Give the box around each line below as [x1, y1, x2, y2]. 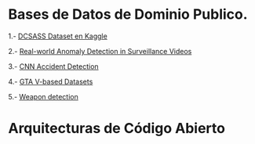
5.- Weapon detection [8, 92, 78, 101]
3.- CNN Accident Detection [8, 61, 100, 71]
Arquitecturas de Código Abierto [8, 120, 226, 138]
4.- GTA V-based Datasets [8, 77, 93, 86]
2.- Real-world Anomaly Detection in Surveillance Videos [8, 46, 192, 56]
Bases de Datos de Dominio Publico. [8, 5, 249, 23]
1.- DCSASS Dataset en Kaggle [8, 31, 107, 41]
